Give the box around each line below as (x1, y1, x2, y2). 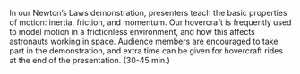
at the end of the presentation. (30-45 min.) (9, 55, 170, 65)
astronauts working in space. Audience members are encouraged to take (9, 36, 279, 46)
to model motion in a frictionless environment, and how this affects (9, 27, 255, 37)
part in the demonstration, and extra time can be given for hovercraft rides (9, 45, 284, 56)
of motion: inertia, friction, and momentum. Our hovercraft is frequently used (9, 17, 292, 28)
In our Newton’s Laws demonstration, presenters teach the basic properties (9, 8, 288, 18)
